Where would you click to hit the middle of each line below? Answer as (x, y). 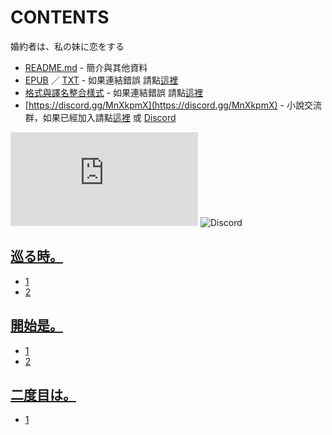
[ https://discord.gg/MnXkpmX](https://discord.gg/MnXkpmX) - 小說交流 (173, 105)
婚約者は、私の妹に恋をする (67, 46)
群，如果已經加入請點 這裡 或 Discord (100, 117)
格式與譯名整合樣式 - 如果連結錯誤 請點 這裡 (114, 92)
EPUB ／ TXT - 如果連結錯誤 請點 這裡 (101, 80)
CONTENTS (60, 17)
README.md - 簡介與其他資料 (86, 67)
